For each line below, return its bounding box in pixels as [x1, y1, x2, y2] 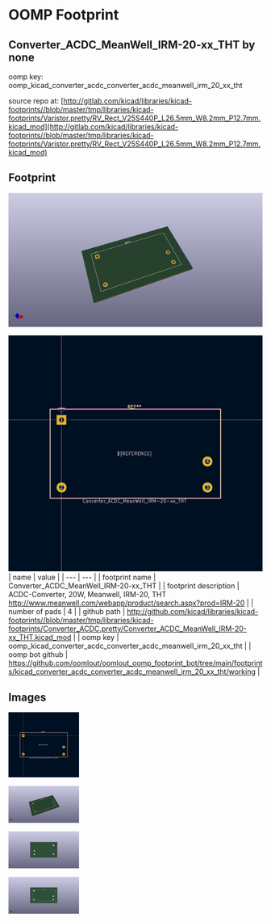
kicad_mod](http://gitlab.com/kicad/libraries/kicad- [8, 122, 179, 131]
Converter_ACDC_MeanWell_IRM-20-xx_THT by [8, 38, 256, 52]
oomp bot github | [8, 650, 69, 659]
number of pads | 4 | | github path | [8, 607, 126, 617]
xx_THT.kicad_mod [8, 633, 72, 642]
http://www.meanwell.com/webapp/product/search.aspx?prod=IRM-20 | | [8, 598, 254, 608]
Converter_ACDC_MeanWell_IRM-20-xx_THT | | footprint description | [8, 581, 240, 591]
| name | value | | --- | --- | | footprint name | [8, 572, 156, 583]
